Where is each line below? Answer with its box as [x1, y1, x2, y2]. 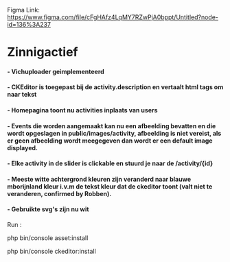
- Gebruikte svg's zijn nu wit [7, 205, 89, 213]
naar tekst [7, 91, 37, 99]
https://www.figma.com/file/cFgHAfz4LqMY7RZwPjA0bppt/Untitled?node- [7, 13, 218, 21]
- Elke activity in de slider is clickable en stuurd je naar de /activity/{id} [7, 159, 214, 167]
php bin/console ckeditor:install [7, 247, 96, 255]
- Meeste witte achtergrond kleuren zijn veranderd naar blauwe [7, 175, 192, 183]
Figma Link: [7, 6, 40, 14]
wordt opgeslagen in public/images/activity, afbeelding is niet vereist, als [7, 129, 222, 137]
